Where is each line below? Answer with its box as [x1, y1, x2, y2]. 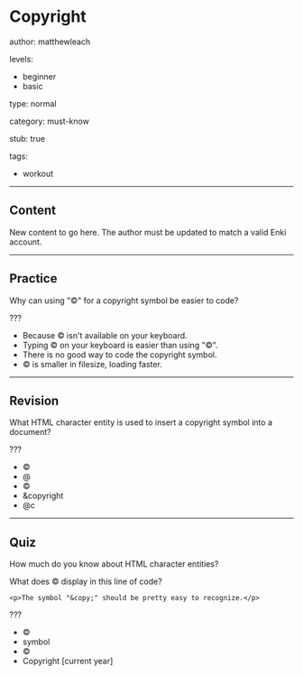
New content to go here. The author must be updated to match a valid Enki [9, 227, 287, 237]
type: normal [9, 97, 57, 109]
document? [9, 427, 51, 438]
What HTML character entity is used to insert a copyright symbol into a [9, 417, 273, 428]
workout [22, 168, 54, 179]
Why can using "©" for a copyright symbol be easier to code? [9, 295, 239, 306]
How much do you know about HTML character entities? [9, 559, 219, 569]
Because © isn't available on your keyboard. [22, 329, 188, 340]
